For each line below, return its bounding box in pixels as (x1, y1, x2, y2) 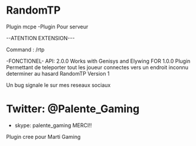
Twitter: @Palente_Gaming (6, 102, 140, 116)
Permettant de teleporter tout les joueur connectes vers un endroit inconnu (6, 63, 189, 71)
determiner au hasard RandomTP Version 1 (6, 70, 110, 77)
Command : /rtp (6, 46, 45, 53)
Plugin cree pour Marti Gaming (6, 133, 81, 140)
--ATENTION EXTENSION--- (6, 34, 75, 41)
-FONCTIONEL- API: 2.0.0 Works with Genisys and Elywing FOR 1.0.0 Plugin (6, 57, 191, 64)
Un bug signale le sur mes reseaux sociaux (6, 81, 111, 89)
